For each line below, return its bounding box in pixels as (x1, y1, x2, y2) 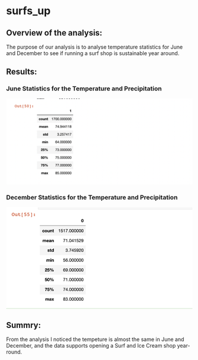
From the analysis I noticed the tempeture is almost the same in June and (6, 336, 184, 343)
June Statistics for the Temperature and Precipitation (6, 85, 162, 93)
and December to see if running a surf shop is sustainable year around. (6, 50, 180, 57)
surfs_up (6, 4, 51, 18)
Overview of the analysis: (6, 28, 102, 38)
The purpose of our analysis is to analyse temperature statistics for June (6, 43, 183, 50)
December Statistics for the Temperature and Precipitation (6, 194, 178, 202)
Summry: (6, 320, 41, 330)
